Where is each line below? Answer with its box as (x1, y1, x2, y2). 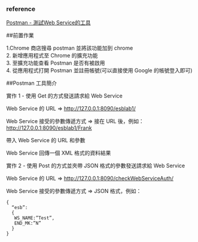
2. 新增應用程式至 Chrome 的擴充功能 (6, 52, 98, 59)
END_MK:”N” (14, 220, 42, 226)
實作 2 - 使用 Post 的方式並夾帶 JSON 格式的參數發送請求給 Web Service (6, 162, 185, 169)
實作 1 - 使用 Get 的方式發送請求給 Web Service (6, 92, 123, 100)
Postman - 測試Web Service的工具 (6, 19, 91, 26)
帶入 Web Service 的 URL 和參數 (6, 137, 86, 144)
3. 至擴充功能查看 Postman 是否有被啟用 (6, 59, 105, 67)
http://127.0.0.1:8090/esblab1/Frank (6, 124, 92, 131)
